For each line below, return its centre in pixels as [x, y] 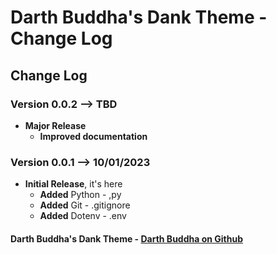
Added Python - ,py [80, 195]
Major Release [55, 125]
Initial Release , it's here [73, 184]
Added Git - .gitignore [85, 205]
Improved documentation [93, 136]
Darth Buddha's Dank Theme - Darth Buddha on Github [126, 238]
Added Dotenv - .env [83, 216]
